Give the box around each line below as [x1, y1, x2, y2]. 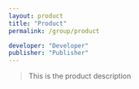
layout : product [8, 11, 63, 20]
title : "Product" [8, 19, 67, 28]
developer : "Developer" [8, 41, 89, 49]
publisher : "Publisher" [8, 49, 89, 57]
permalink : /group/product [8, 27, 100, 35]
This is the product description [28, 71, 132, 81]
